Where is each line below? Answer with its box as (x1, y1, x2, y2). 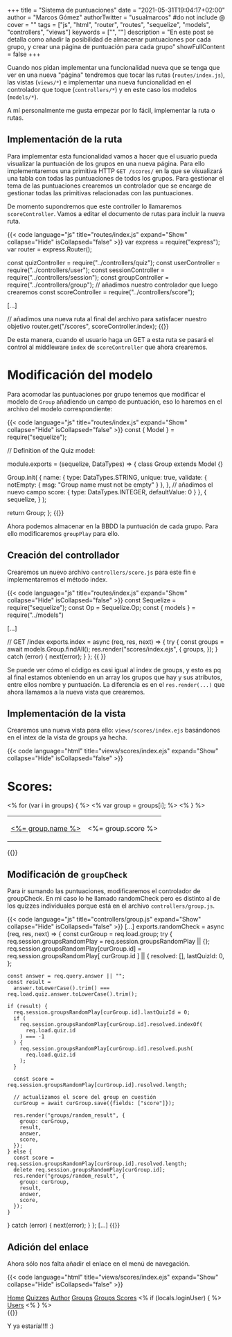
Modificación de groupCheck (7, 868, 128, 880)
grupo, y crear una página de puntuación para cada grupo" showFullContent (7, 43, 225, 51)
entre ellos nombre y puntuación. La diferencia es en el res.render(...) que (7, 680, 225, 688)
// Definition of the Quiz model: (7, 446, 96, 454)
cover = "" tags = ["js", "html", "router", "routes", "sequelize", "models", (7, 21, 211, 28)
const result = (7, 979, 51, 986)
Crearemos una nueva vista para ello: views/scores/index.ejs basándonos (7, 726, 220, 735)
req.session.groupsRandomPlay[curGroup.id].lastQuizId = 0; (13, 1009, 190, 1016)
